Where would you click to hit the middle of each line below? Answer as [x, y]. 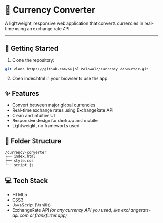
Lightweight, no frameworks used [46, 126]
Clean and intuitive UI [33, 116]
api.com [20, 215]
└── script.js [19, 165]
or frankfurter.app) [49, 215]
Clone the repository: [33, 60]
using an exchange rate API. [43, 28]
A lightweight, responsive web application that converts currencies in [74, 23]
